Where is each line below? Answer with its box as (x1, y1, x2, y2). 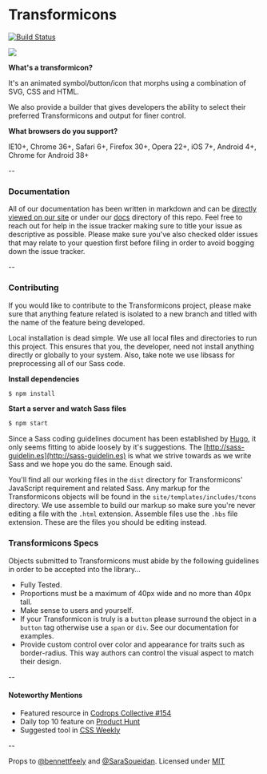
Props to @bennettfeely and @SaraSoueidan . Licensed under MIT (8, 756, 225, 766)
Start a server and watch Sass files (8, 404, 126, 413)
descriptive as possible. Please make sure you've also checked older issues (8, 230, 258, 240)
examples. (19, 631, 54, 640)
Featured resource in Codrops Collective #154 (19, 707, 172, 718)
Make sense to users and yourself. (19, 605, 133, 615)
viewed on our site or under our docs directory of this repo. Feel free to (8, 212, 243, 222)
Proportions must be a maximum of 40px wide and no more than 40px (19, 588, 252, 598)
